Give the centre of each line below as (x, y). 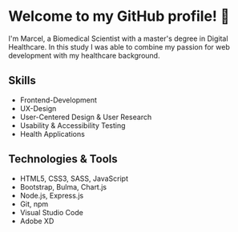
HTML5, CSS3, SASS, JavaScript (74, 178)
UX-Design (38, 108)
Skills (22, 80)
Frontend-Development (58, 100)
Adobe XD (37, 221)
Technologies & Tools (63, 159)
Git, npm (34, 204)
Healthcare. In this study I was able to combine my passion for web (119, 46)
